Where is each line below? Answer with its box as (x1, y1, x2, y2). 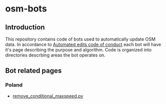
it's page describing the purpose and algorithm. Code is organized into (5, 47, 152, 52)
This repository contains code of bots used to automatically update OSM (5, 36, 156, 42)
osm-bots (5, 3, 47, 14)
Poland (5, 81, 23, 88)
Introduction (5, 23, 45, 31)
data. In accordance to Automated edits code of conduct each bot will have (5, 41, 161, 47)
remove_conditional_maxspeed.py (12, 93, 84, 99)
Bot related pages (5, 66, 62, 75)
